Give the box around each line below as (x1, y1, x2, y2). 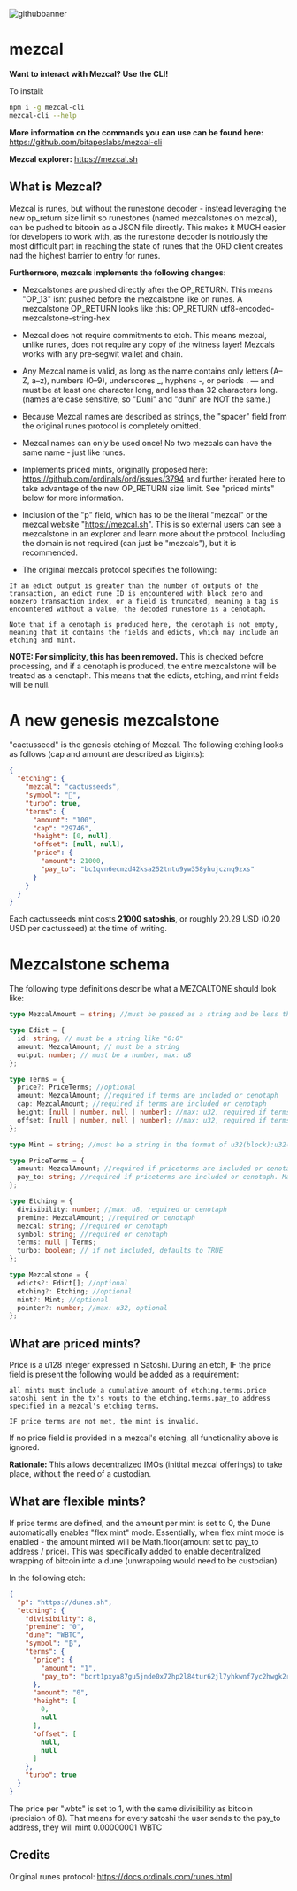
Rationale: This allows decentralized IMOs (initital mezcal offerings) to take (9, 1459, 283, 1470)
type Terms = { (9, 1075, 65, 1084)
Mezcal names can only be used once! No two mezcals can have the (21, 437, 272, 448)
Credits (9, 1848, 51, 1863)
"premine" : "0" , (25, 1623, 86, 1632)
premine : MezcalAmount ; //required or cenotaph (17, 1213, 196, 1222)
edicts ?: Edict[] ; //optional (17, 1278, 128, 1287)
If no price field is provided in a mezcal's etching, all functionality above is (9, 1432, 278, 1443)
